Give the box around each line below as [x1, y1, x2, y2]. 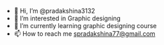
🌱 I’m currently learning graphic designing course [13, 22, 157, 30]
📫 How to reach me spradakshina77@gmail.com [13, 30, 156, 38]
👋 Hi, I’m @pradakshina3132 [13, 7, 96, 15]
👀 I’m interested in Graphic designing [13, 14, 121, 22]
